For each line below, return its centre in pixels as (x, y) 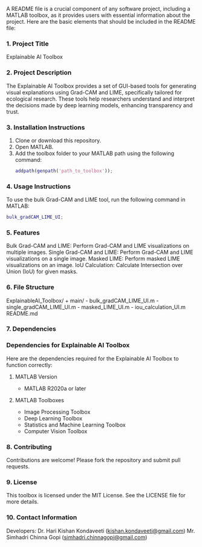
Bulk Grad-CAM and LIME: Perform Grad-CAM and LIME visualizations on (98, 246)
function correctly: (29, 365)
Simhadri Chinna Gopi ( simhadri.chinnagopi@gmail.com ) (77, 537)
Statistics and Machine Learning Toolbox (75, 425)
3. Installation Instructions (46, 127)
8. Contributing (29, 446)
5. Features (23, 233)
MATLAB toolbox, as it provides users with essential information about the (98, 15)
